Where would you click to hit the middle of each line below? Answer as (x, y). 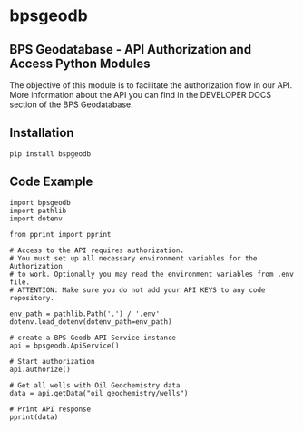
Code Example (51, 182)
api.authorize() (40, 369)
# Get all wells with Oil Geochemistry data (95, 385)
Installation (42, 133)
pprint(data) (34, 417)
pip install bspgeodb (50, 154)
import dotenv (36, 219)
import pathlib (38, 211)
